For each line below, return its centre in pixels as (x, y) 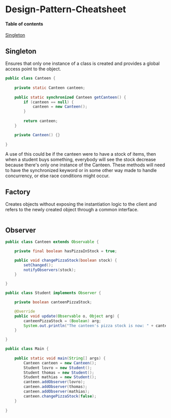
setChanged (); (38, 265)
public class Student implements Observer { (53, 293)
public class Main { (27, 349)
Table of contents (24, 23)
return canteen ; (41, 121)
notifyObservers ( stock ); (50, 270)
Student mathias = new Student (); (60, 377)
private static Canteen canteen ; (50, 88)
